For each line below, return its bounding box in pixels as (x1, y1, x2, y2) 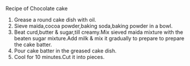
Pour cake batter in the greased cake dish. (13, 47, 117, 54)
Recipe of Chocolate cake (5, 5, 68, 12)
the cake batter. (13, 41, 52, 48)
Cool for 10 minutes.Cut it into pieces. (13, 54, 105, 60)
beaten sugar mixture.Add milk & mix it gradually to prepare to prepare (13, 35, 185, 41)
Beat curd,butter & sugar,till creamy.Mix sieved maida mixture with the (13, 29, 184, 36)
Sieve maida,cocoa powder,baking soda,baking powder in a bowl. (13, 23, 173, 29)
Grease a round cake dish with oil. (13, 16, 97, 23)
